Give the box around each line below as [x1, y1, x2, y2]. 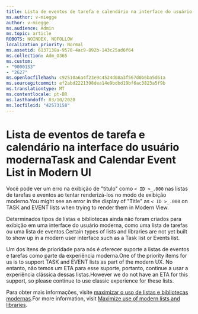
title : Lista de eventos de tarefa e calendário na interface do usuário [6, 8, 193, 15]
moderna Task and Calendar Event [6, 153, 177, 166]
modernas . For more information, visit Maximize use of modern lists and [6, 295, 181, 302]
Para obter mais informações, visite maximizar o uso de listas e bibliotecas [6, 289, 189, 296]
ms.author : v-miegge [6, 14, 58, 20]
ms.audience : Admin [6, 25, 55, 31]
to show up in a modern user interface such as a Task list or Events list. [6, 235, 180, 242]
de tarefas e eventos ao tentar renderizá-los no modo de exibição [6, 191, 167, 198]
